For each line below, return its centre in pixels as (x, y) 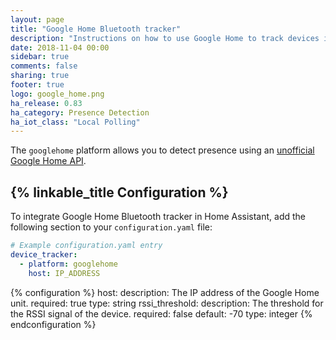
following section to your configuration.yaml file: (111, 227)
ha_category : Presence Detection (80, 112)
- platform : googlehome (68, 264)
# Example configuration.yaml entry (86, 246)
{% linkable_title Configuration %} (119, 192)
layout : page (37, 19)
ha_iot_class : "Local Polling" (75, 122)
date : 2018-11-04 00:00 (60, 47)
